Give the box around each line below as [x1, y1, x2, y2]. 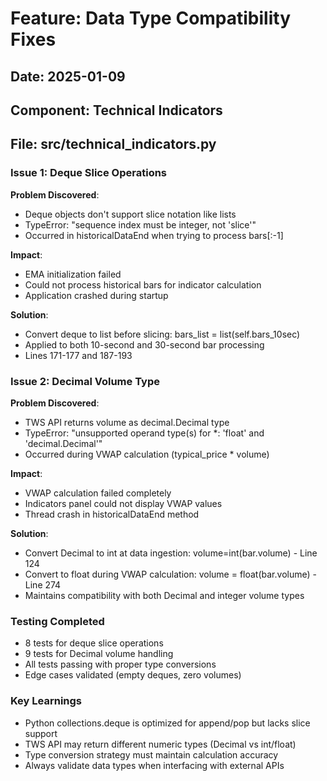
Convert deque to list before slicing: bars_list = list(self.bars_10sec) [24, 328, 301, 340]
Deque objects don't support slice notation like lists [24, 208, 237, 220]
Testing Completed [10, 614, 105, 628]
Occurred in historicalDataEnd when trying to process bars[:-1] [24, 229, 284, 241]
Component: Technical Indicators [10, 102, 223, 119]
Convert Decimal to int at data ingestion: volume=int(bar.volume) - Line [24, 547, 318, 559]
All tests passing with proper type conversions [24, 658, 217, 671]
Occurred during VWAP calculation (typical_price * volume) [24, 448, 270, 460]
